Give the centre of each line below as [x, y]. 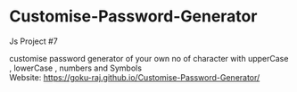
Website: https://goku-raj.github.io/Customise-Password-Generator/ [135, 77]
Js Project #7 [33, 41]
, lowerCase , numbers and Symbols [76, 68]
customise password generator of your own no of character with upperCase [149, 58]
